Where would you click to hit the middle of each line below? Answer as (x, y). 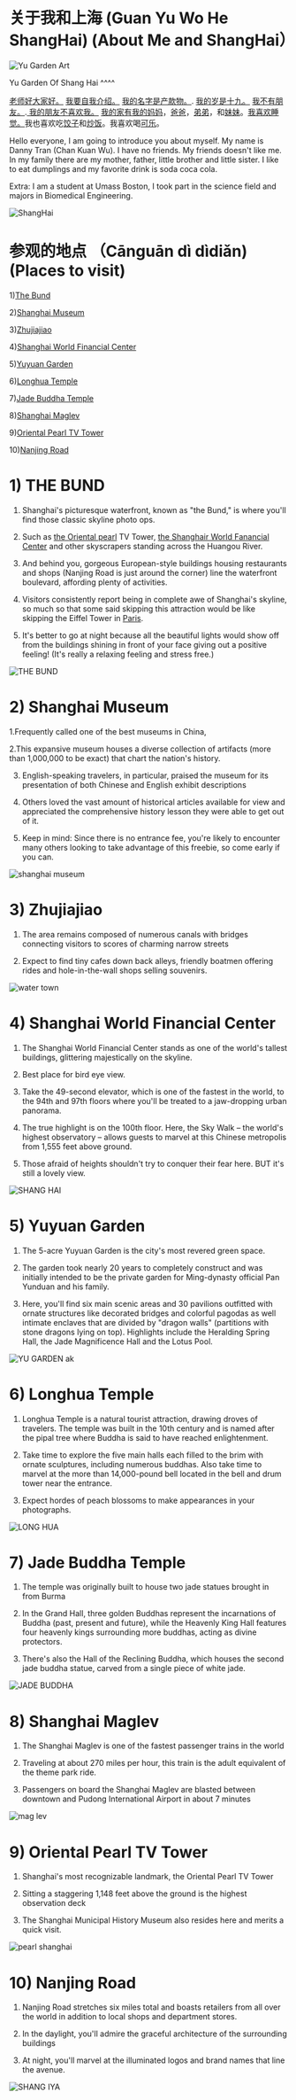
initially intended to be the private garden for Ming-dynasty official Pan (151, 1277)
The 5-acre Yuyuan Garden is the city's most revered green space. (144, 1250)
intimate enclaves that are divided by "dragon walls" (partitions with (145, 1322)
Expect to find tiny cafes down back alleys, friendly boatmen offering (148, 961)
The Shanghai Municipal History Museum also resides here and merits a (153, 1920)
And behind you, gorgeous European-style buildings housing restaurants (154, 563)
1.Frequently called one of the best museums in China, (108, 731)
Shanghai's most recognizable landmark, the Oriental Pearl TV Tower (148, 1877)
